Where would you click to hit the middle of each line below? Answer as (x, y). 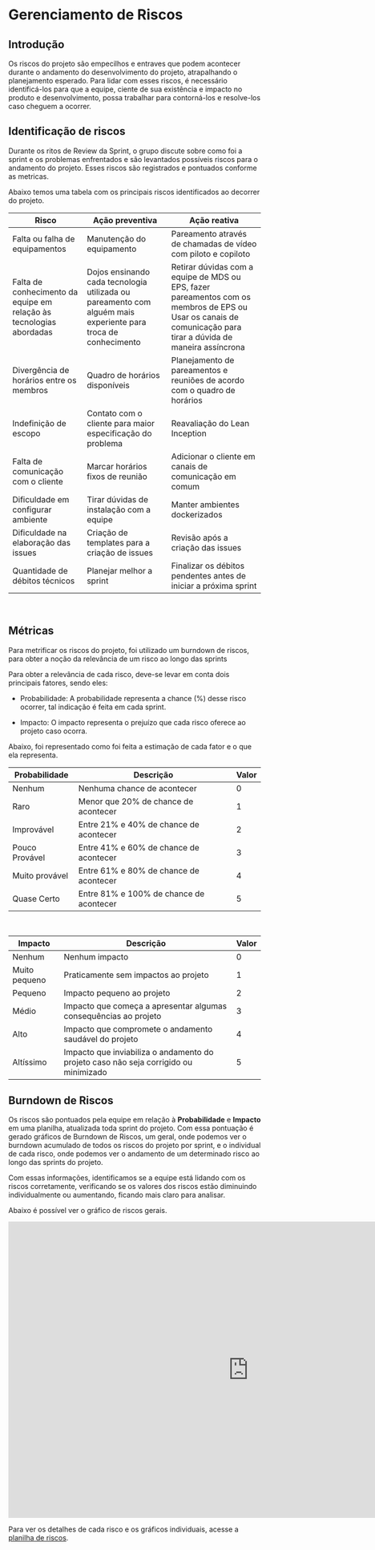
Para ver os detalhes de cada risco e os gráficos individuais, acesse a (123, 1529)
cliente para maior (121, 423)
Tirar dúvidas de (117, 499)
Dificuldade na (40, 533)
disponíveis (108, 385)
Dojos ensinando (119, 272)
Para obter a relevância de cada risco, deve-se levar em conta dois (119, 674)
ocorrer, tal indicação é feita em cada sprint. (93, 707)
